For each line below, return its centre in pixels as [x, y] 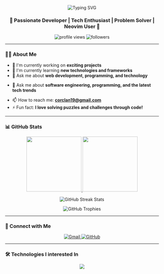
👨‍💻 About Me [21, 54]
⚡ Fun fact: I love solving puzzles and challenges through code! [77, 107]
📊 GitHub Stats [24, 127]
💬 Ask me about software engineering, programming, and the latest [82, 85]
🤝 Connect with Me [28, 226]
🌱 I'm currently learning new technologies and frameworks [72, 70]
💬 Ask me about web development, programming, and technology [80, 75]
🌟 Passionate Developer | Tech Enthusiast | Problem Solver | [82, 20]
